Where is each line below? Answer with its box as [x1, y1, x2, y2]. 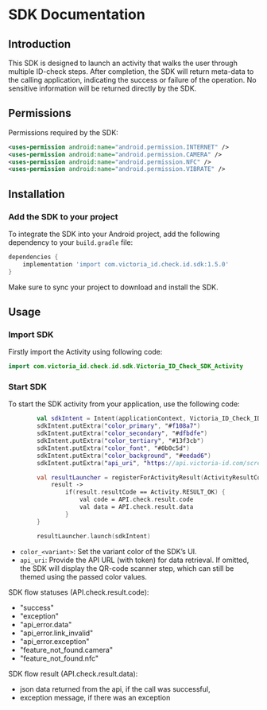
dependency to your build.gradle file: [8, 238, 133, 247]
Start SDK [8, 382, 48, 393]
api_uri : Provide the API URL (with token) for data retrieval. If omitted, [19, 555, 250, 565]
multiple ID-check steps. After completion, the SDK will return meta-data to [8, 67, 254, 76]
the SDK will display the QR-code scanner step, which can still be [19, 563, 234, 573]
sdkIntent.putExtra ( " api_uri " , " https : [37, 459, 169, 467]
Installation [8, 187, 65, 200]
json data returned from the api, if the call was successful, [19, 684, 211, 693]
